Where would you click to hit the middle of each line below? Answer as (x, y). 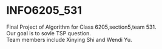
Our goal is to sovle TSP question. (49, 33)
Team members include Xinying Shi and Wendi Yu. (69, 39)
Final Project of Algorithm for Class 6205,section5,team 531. (81, 27)
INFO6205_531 (44, 10)
